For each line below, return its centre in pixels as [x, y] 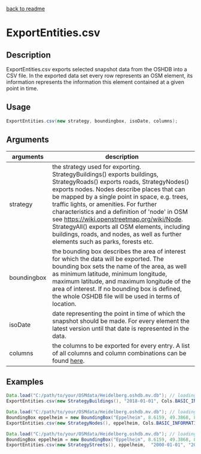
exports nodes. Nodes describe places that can [119, 189]
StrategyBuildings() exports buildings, [105, 174]
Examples [25, 382]
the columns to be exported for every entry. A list [121, 346]
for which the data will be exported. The [108, 259]
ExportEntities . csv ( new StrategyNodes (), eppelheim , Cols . [81, 423]
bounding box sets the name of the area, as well [120, 266]
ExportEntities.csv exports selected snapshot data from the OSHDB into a [97, 69]
